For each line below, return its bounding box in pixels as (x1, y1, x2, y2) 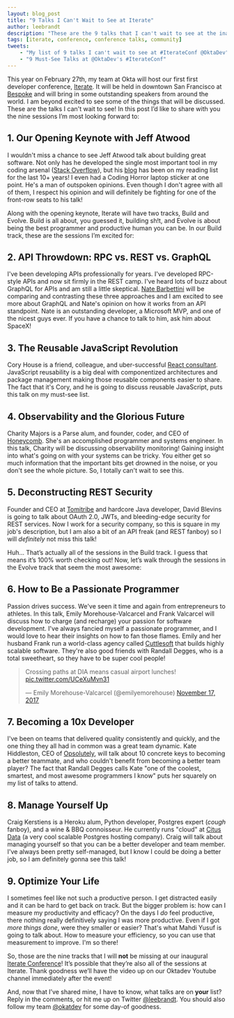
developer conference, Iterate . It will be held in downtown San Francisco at (7, 82, 222, 91)
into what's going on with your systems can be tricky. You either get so (7, 451, 211, 460)
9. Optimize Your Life (7, 875, 100, 887)
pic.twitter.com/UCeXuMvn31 (25, 675, 110, 683)
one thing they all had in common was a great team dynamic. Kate (7, 742, 197, 750)
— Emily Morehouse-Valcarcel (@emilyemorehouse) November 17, (25, 688, 216, 697)
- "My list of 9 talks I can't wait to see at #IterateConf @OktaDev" (19, 50, 229, 57)
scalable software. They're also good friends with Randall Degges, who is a (7, 646, 224, 655)
